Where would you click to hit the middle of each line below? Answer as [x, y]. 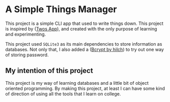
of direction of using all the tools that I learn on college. [63, 94]
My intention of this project [49, 71]
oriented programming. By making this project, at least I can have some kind [85, 88]
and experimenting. [26, 34]
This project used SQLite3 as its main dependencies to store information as [84, 44]
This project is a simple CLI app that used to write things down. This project [84, 23]
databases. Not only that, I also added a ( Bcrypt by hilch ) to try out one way [85, 49]
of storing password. [27, 55]
